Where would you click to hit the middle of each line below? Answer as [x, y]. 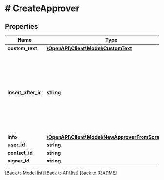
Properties [21, 27]
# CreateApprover [42, 9]
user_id [16, 145]
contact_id [20, 153]
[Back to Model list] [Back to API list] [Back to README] [61, 173]
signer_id [19, 161]
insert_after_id [25, 93]
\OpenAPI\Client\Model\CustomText [89, 48]
